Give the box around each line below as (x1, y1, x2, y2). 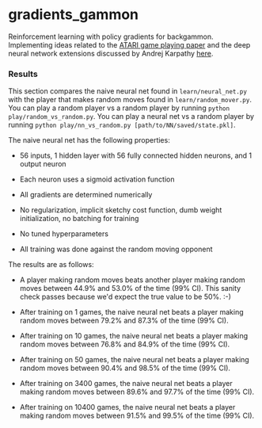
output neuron (19, 159, 66, 169)
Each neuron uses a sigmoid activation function (19, 174, 175, 184)
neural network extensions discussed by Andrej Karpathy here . (8, 48, 214, 58)
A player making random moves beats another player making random (19, 275, 245, 285)
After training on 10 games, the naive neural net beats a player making (19, 331, 249, 341)
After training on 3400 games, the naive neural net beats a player (19, 379, 233, 388)
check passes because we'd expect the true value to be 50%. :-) (19, 292, 232, 302)
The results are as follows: (8, 260, 94, 269)
